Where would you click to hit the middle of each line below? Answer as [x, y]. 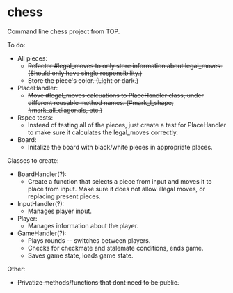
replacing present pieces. [64, 196]
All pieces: [32, 58]
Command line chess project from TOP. [64, 31]
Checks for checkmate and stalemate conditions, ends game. [115, 248]
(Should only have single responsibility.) [85, 73]
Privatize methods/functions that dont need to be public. [98, 282]
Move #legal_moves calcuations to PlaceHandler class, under [115, 95]
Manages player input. [60, 211]
